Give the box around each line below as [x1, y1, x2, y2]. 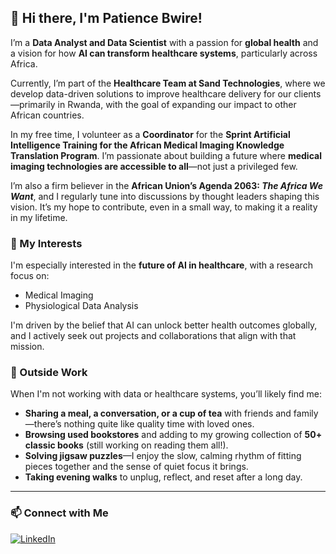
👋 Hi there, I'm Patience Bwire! [10, 10, 203, 27]
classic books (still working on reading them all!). [24, 439, 229, 451]
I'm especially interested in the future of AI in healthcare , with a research [10, 259, 313, 271]
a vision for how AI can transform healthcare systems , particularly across [10, 47, 318, 59]
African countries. [10, 109, 85, 121]
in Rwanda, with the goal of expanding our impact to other [57, 98, 297, 110]
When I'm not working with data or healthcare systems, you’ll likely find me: [10, 388, 322, 400]
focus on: [10, 270, 50, 282]
